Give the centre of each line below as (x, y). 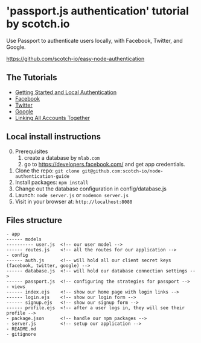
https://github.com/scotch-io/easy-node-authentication (75, 58)
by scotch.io (38, 24)
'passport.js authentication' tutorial (97, 11)
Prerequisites (31, 151)
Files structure (34, 220)
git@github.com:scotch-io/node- (123, 171)
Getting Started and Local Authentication (65, 92)
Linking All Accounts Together (53, 118)
